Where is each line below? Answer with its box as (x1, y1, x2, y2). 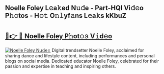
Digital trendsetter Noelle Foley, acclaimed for (51, 48, 144, 53)
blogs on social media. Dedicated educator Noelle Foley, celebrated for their (5, 58, 160, 64)
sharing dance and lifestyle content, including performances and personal (5, 53, 155, 58)
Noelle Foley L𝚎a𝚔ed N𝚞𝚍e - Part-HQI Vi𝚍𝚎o (5, 4, 144, 12)
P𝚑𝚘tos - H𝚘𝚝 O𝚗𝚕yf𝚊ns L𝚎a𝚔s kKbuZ (5, 12, 127, 20)
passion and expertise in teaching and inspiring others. (5, 63, 116, 69)
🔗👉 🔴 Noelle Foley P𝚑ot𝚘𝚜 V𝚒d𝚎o (5, 32, 112, 40)
